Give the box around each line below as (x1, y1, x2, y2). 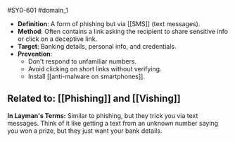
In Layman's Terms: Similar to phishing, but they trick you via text (7, 111, 198, 119)
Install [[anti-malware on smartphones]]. (27, 72, 146, 81)
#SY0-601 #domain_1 (7, 6, 68, 14)
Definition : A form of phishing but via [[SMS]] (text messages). (17, 20, 201, 28)
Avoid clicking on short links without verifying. (27, 65, 162, 73)
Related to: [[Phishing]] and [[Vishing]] (7, 93, 181, 105)
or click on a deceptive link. (17, 35, 98, 43)
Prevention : (17, 49, 53, 58)
